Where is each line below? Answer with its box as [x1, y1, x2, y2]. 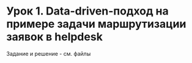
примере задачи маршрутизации [6, 17, 186, 31]
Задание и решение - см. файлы [6, 50, 91, 57]
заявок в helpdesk [6, 30, 103, 44]
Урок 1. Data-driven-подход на [6, 4, 169, 18]
